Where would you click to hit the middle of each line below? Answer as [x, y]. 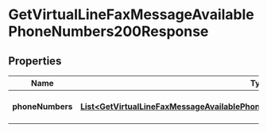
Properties [35, 61]
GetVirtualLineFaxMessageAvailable [131, 15]
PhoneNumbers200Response [108, 31]
